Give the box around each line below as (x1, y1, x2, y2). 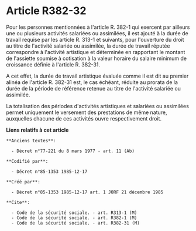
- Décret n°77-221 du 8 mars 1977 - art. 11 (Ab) (11, 148, 135, 154)
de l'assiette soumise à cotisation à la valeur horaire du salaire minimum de (6, 55, 187, 62)
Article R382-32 (6, 4, 87, 18)
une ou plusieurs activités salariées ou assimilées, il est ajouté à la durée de (6, 29, 188, 36)
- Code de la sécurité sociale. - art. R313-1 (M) (11, 210, 137, 216)
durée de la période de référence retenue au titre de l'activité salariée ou (6, 85, 181, 92)
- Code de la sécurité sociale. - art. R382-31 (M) (11, 220, 140, 226)
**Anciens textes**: (6, 138, 57, 143)
